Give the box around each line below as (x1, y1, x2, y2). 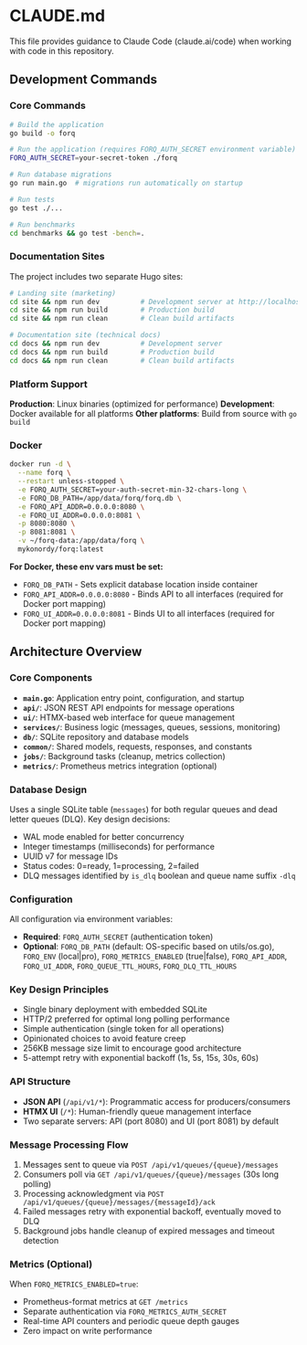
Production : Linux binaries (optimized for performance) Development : (9, 398, 276, 409)
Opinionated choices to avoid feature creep (22, 1033, 186, 1044)
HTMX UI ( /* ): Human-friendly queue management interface (22, 1106, 252, 1117)
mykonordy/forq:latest (17, 545, 104, 554)
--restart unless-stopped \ (17, 477, 125, 486)
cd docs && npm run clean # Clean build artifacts (9, 355, 235, 365)
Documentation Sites (9, 250, 105, 263)
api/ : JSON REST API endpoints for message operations (22, 702, 236, 713)
